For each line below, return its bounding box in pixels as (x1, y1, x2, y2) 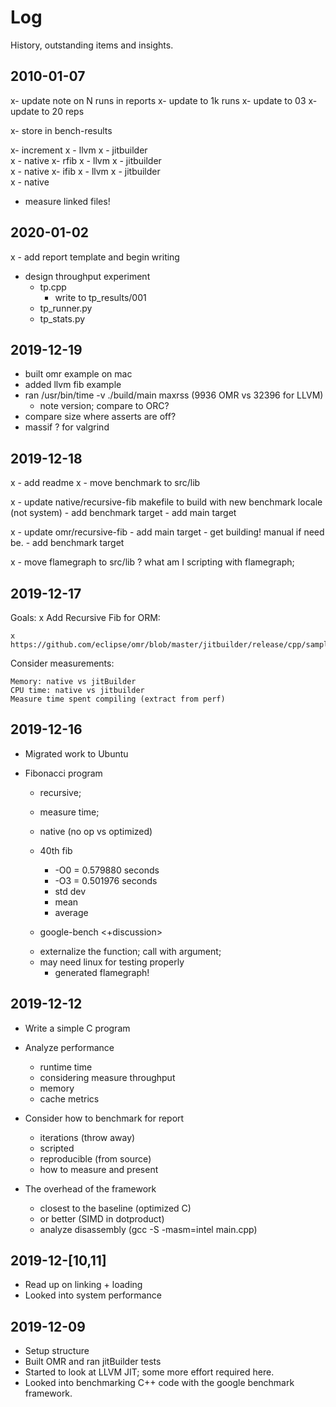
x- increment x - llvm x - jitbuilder (10, 144, 148, 156)
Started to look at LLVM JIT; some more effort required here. (24, 1366, 275, 1378)
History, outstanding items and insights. (10, 39, 174, 51)
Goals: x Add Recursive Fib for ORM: (10, 612, 161, 623)
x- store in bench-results (10, 124, 113, 136)
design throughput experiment (24, 270, 151, 282)
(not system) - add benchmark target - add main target (10, 507, 237, 519)
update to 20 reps (10, 105, 85, 117)
